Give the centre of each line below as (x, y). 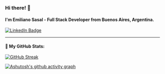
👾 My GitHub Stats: (25, 46)
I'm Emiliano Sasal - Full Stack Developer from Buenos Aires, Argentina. (80, 20)
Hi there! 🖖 (18, 8)
